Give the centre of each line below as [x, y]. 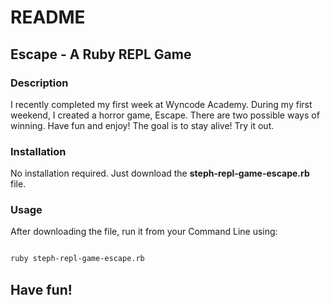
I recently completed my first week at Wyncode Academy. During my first [161, 104]
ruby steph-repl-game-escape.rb [77, 259]
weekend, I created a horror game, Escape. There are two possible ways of [165, 115]
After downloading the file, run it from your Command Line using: [144, 232]
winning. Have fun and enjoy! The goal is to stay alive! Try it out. [142, 125]
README [48, 17]
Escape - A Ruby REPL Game [101, 54]
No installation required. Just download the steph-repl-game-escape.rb [160, 173]
